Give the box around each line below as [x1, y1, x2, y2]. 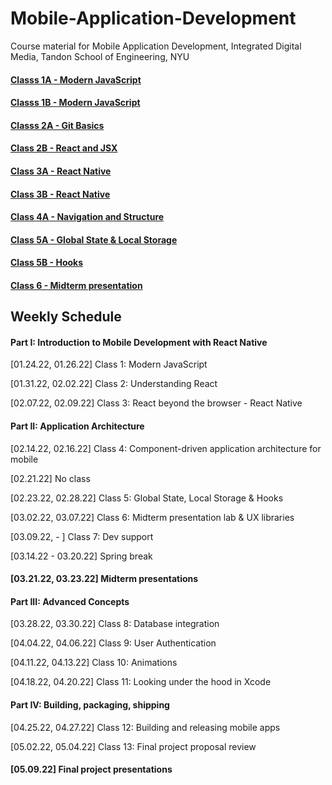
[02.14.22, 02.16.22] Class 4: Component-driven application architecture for [10, 442, 322, 454]
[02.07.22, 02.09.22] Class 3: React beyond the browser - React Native [10, 397, 303, 409]
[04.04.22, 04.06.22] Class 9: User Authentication [10, 637, 217, 649]
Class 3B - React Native [10, 188, 111, 200]
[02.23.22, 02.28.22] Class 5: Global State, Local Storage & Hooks [10, 492, 284, 504]
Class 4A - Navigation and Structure [10, 211, 165, 223]
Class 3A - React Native [10, 165, 112, 177]
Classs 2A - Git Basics [10, 119, 105, 131]
